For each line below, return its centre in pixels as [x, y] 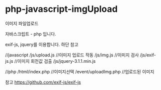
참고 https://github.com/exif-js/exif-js [43, 82]
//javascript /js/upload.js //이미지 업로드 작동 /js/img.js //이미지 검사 [72, 55]
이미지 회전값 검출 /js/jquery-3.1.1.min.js [56, 61]
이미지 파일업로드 [22, 23]
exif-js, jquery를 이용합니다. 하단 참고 [42, 44]
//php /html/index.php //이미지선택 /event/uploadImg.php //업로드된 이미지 [80, 71]
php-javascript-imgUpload [61, 9]
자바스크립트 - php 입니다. [31, 34]
